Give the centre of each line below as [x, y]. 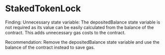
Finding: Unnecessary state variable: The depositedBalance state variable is [83, 22]
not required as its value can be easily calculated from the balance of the [80, 27]
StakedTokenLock [43, 9]
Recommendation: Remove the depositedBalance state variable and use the [82, 42]
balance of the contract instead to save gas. [50, 47]
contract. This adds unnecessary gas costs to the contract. [65, 32]
